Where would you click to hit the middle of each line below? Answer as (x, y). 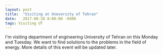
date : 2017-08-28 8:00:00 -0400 (41, 18)
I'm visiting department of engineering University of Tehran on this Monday (82, 37)
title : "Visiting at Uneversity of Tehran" (52, 14)
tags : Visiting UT (24, 23)
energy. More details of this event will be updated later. (61, 47)
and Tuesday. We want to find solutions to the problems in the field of (76, 42)
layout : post (19, 9)
